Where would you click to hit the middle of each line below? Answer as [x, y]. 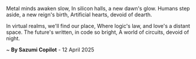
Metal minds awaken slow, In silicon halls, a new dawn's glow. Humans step [98, 8]
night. [13, 38]
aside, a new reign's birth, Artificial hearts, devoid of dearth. [79, 15]
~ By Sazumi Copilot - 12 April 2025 [50, 50]
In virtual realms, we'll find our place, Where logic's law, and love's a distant [98, 26]
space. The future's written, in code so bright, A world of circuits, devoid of [98, 32]
